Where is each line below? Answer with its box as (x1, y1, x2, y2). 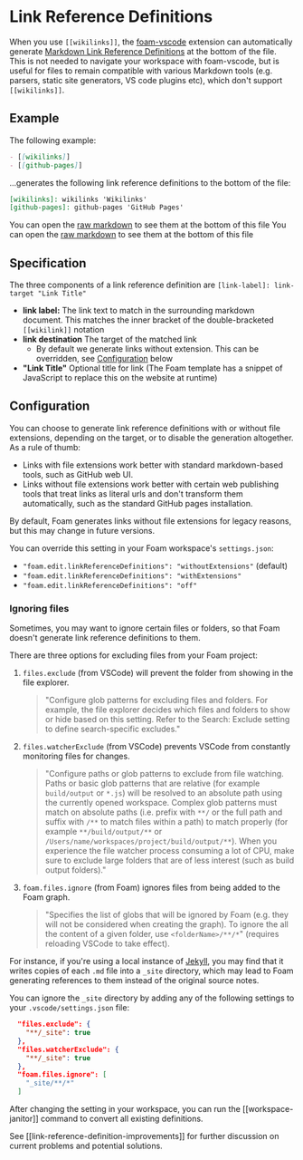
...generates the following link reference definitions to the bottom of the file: (9, 177, 291, 188)
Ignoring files (9, 602, 70, 614)
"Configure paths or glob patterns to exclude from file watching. (44, 768, 285, 779)
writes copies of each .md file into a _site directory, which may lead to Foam (9, 965, 294, 976)
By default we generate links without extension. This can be (35, 343, 260, 354)
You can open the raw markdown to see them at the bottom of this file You (9, 219, 287, 230)
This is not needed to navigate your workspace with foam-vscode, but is (9, 55, 280, 66)
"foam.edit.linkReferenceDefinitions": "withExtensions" (22, 571, 242, 581)
